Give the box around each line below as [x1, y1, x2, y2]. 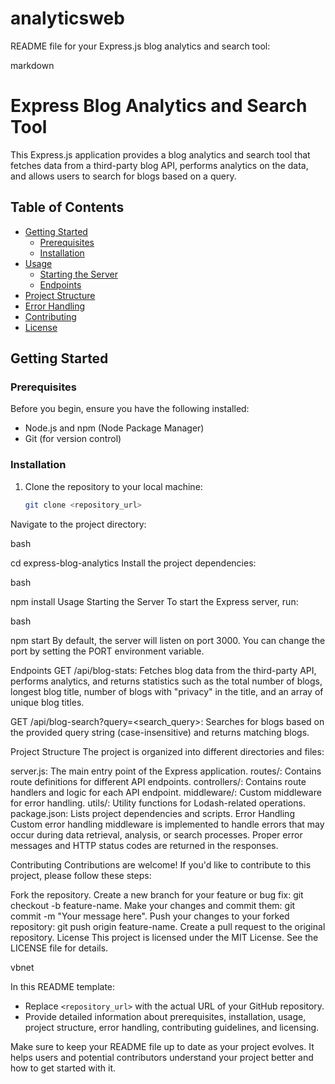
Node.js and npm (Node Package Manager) [24, 422, 205, 434]
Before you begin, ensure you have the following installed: [10, 403, 250, 415]
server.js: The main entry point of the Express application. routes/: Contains [10, 765, 322, 777]
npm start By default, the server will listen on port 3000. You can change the [10, 634, 326, 646]
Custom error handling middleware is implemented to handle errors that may [10, 818, 325, 830]
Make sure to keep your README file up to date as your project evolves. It [10, 1040, 315, 1052]
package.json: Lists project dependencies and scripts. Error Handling [10, 807, 295, 819]
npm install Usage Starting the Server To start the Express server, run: [10, 595, 299, 607]
